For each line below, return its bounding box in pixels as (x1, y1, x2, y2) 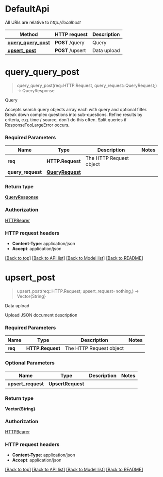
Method (19, 31, 38, 37)
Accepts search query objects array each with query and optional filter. (5, 106, 147, 112)
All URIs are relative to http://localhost (5, 19, 81, 25)
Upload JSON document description (5, 312, 78, 318)
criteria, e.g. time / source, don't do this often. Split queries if (5, 116, 127, 122)
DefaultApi (5, 3, 49, 15)
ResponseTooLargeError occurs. (5, 122, 70, 128)
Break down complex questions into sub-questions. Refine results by (5, 112, 143, 117)
